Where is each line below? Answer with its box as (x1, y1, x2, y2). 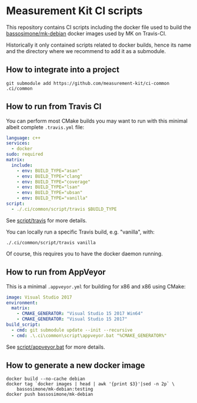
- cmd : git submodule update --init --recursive (11, 327, 133, 333)
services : (6, 140, 31, 146)
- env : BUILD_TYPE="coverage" (16, 179, 91, 185)
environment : (6, 300, 38, 306)
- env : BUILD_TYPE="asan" (16, 168, 81, 173)
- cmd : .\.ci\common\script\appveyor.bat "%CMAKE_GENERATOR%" (11, 332, 167, 339)
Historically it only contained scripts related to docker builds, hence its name (6, 41, 192, 48)
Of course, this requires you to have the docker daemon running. (6, 250, 163, 257)
